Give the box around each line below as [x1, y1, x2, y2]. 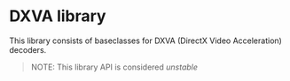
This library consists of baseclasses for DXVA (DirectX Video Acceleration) [9, 35, 282, 46]
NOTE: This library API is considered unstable [30, 62, 198, 72]
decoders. [9, 44, 47, 55]
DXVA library [9, 6, 106, 26]
